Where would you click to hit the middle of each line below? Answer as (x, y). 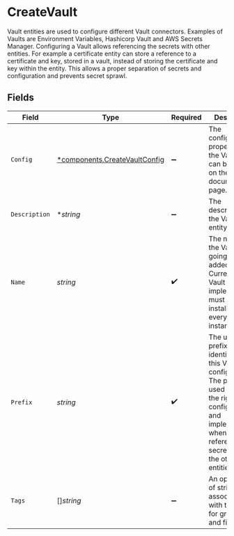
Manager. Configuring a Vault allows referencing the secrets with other (109, 46)
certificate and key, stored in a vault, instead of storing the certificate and (112, 61)
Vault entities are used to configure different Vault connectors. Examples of (115, 31)
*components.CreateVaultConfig (111, 159)
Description (31, 214)
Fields (21, 98)
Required (186, 117)
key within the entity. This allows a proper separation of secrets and (104, 68)
